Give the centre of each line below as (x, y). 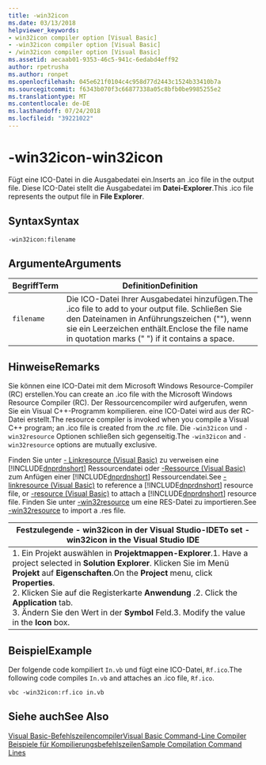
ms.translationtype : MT (47, 97)
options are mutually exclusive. (107, 445)
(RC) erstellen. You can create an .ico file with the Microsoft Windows (120, 394)
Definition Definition (160, 286)
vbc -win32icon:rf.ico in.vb (56, 693)
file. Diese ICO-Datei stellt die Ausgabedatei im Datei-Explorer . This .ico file (131, 187)
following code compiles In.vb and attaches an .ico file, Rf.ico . (112, 678)
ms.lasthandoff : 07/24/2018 (55, 112)
